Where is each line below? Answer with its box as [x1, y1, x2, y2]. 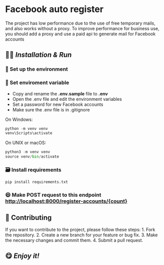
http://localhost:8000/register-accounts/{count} [5, 198, 127, 205]
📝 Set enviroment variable [5, 79, 69, 86]
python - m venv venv [5, 126, 48, 131]
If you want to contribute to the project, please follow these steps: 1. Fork [5, 226, 155, 232]
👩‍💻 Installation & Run [5, 51, 72, 59]
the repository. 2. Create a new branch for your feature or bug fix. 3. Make [5, 232, 158, 238]
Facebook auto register [5, 4, 104, 15]
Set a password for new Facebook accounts [12, 101, 103, 107]
